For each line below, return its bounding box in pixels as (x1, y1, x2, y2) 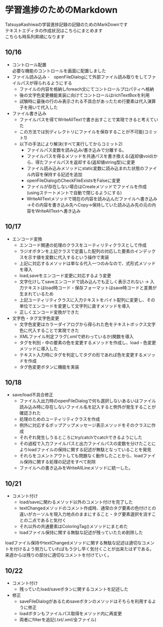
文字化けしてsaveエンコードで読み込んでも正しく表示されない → (19, 278, 149, 284)
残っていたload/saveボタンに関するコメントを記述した (19, 586, 129, 592)
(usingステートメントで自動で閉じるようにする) (26, 190, 122, 196)
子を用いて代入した (19, 104, 58, 110)
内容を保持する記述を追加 (31, 171, 83, 177)
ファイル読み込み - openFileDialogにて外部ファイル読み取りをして (12, 74, 148, 79)
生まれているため (19, 291, 54, 296)
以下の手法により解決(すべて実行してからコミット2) (19, 141, 123, 147)
